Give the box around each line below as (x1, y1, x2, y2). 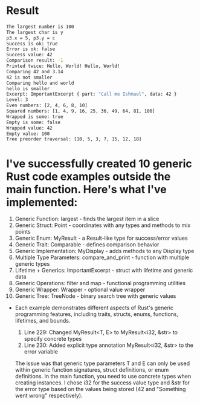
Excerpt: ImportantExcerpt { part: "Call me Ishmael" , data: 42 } (6, 91, 177, 97)
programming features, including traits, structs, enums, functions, (15, 311, 179, 318)
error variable (24, 348, 59, 355)
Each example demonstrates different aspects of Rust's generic (15, 304, 174, 312)
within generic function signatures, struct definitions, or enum (15, 366, 169, 374)
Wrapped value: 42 (6, 125, 53, 131)
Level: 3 (6, 97, 28, 103)
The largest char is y (6, 29, 63, 35)
